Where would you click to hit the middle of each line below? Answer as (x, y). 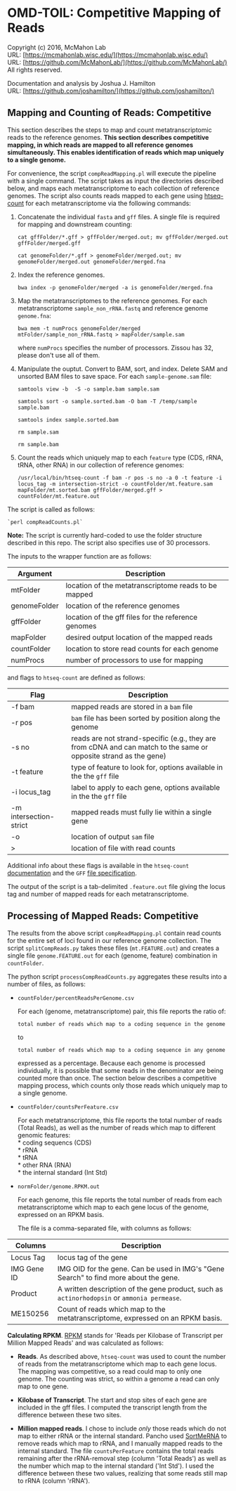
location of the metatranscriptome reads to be (142, 585)
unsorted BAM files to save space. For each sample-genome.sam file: (114, 376)
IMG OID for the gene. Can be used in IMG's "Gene (141, 1268)
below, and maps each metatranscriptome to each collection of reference (113, 188)
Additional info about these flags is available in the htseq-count (98, 865)
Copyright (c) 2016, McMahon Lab (57, 47)
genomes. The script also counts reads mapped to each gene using (105, 195)
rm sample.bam (38, 444)
